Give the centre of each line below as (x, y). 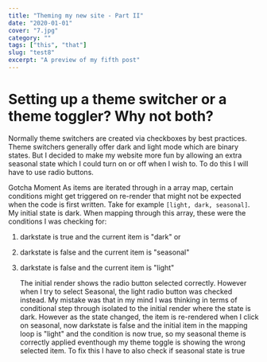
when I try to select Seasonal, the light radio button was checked (126, 291)
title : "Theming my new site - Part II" (76, 16)
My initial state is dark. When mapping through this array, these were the (127, 212)
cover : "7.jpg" (33, 30)
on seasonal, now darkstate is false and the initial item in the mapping (133, 325)
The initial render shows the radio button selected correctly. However (133, 282)
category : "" (30, 38)
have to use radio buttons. (51, 172)
